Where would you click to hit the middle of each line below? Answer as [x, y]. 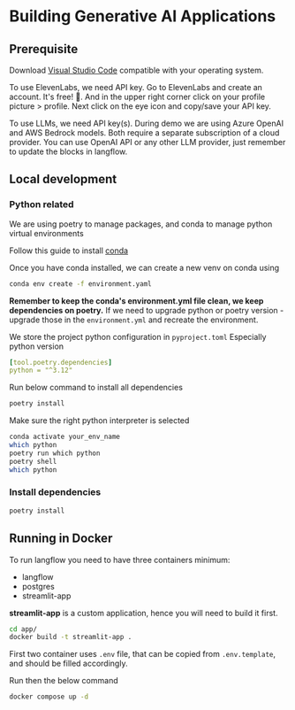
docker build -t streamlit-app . [71, 637]
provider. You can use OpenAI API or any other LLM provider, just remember [147, 142]
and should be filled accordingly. [68, 664]
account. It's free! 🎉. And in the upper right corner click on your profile [137, 96]
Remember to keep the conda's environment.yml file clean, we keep [136, 301]
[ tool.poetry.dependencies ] [61, 362]
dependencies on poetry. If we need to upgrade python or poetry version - [147, 310]
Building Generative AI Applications [143, 16]
